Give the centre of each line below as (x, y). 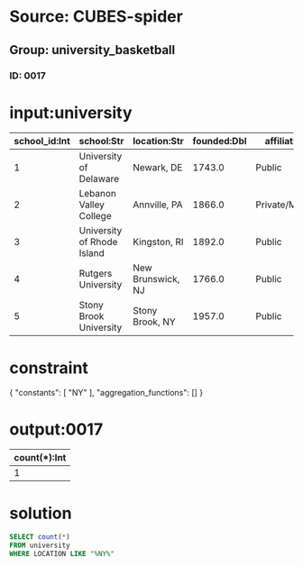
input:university (71, 112)
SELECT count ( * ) (40, 537)
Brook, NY (154, 322)
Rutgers (96, 274)
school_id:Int (42, 141)
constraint (49, 368)
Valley (92, 205)
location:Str (158, 141)
